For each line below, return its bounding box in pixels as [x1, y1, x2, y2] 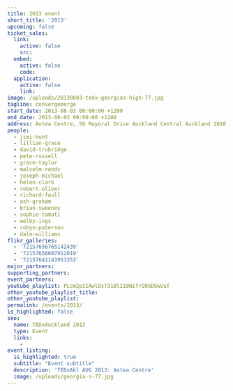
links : [13, 334, 33, 342]
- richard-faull [13, 192, 61, 199]
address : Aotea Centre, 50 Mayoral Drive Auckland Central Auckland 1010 [7, 120, 227, 128]
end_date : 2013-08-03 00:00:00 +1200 [7, 114, 117, 121]
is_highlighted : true [13, 353, 77, 361]
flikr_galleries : [7, 237, 58, 244]
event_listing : [7, 347, 52, 354]
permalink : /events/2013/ [7, 302, 82, 309]
